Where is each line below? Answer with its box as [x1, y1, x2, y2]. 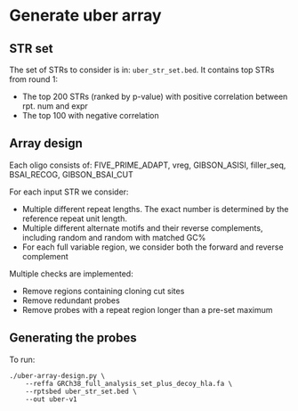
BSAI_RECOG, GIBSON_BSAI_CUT [9, 169, 133, 179]
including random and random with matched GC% [21, 232, 206, 242]
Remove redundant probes [21, 295, 120, 306]
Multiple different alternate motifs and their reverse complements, [21, 222, 263, 233]
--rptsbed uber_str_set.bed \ [25, 387, 138, 396]
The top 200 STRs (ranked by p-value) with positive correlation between [21, 91, 288, 102]
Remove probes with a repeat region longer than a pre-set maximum [21, 304, 273, 315]
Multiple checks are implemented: [9, 268, 133, 279]
